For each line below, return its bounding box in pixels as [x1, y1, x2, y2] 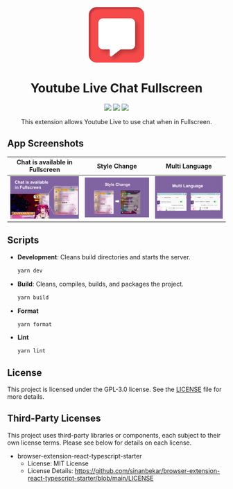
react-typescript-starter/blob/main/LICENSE [27, 474, 154, 482]
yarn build [17, 294, 49, 301]
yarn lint [17, 348, 46, 354]
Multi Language [165, 162, 212, 170]
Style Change [96, 162, 137, 170]
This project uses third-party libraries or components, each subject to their [7, 431, 221, 439]
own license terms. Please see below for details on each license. [7, 438, 192, 447]
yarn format [17, 320, 52, 328]
